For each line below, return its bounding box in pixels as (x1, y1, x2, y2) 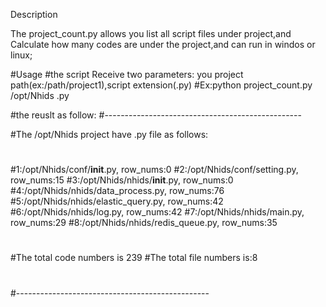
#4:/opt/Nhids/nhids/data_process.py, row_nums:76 (10, 185, 225, 197)
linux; (10, 49, 33, 61)
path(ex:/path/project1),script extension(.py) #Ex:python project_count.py (10, 79, 313, 91)
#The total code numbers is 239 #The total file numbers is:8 (10, 252, 258, 264)
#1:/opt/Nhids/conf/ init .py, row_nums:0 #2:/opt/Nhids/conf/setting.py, (10, 164, 299, 176)
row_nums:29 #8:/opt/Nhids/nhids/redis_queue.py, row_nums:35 (10, 217, 278, 229)
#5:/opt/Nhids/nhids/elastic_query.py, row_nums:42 (10, 195, 224, 208)
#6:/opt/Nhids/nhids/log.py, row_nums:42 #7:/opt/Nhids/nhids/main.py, (10, 206, 305, 218)
